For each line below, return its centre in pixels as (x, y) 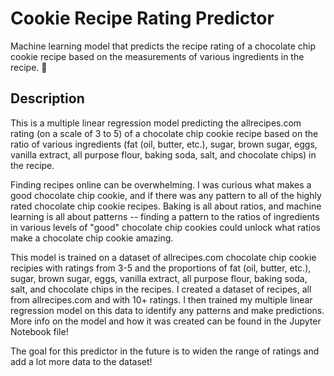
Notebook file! (39, 331)
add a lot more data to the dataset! (81, 361)
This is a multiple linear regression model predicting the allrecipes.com (156, 123)
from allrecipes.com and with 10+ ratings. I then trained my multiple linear (161, 299)
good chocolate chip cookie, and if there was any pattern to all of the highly (166, 195)
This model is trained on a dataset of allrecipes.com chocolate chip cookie (163, 257)
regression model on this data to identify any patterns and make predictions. (167, 310)
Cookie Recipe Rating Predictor (142, 18)
